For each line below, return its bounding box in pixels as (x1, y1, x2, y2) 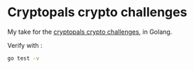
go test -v (7, 54, 40, 62)
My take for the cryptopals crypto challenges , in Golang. (7, 27, 173, 36)
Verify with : (7, 41, 43, 49)
